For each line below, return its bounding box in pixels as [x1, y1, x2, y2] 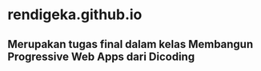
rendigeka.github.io [7, 6, 143, 24]
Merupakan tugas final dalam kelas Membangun [7, 37, 254, 51]
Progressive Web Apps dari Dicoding [7, 49, 195, 63]
